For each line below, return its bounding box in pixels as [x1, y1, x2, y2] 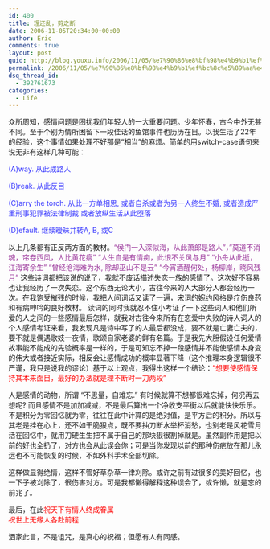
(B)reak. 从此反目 [8, 182, 66, 191]
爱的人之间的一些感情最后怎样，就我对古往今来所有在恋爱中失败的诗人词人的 [8, 313, 262, 322]
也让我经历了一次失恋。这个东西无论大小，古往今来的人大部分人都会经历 [8, 283, 247, 293]
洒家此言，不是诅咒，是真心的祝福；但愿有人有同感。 [8, 532, 185, 542]
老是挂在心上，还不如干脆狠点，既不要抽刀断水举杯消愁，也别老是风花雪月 [14, 420, 262, 430]
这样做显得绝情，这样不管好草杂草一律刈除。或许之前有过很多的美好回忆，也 [8, 468, 262, 477]
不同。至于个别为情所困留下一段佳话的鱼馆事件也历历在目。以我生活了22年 [8, 127, 257, 137]
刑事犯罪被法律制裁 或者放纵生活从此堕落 [14, 208, 151, 218]
